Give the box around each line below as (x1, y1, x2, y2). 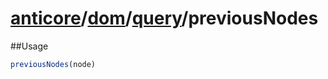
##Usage (10, 40, 49, 52)
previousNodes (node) (10, 59, 97, 69)
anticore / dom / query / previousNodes (10, 7, 319, 30)
